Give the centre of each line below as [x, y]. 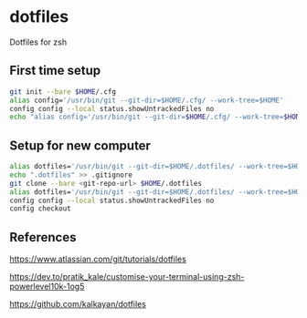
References [43, 237]
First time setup [55, 71]
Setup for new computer [80, 145]
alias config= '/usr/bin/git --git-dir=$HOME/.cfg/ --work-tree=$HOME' [147, 100]
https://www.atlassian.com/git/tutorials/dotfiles [98, 259]
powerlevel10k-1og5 [47, 287]
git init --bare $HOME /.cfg [63, 92]
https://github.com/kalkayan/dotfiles [78, 304]
